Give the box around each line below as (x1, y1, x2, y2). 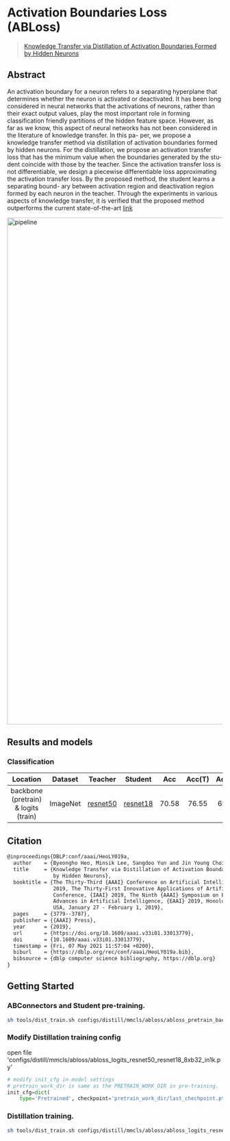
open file (7, 1048, 32, 1056)
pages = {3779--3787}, (13, 911, 90, 918)
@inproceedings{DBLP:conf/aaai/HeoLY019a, (7, 853, 130, 860)
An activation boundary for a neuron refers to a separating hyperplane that (7, 87, 218, 95)
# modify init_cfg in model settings (7, 1076, 115, 1083)
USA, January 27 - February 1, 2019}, (53, 904, 164, 912)
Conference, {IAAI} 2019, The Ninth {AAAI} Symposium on (53, 892, 219, 899)
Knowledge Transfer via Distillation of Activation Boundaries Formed (23, 42, 217, 50)
